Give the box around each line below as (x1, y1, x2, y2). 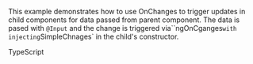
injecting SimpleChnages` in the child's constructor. (8, 32, 179, 41)
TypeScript (8, 47, 44, 56)
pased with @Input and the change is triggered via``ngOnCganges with (8, 24, 237, 32)
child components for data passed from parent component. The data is (8, 15, 240, 24)
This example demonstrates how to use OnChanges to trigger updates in (8, 7, 246, 16)
